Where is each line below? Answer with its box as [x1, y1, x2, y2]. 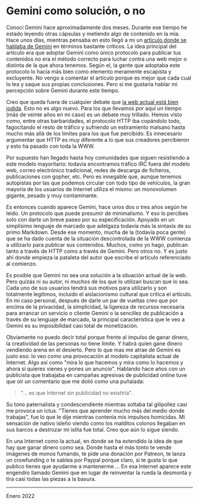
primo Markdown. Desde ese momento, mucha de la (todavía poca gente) [6, 229, 187, 236]
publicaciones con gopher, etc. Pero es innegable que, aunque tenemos [6, 173, 182, 180]
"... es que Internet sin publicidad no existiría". [20, 389, 133, 396]
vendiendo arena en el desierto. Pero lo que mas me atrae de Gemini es [6, 346, 181, 353]
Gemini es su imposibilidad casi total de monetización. [6, 322, 139, 329]
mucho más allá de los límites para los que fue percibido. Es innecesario [6, 129, 182, 137]
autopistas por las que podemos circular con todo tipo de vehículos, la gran [6, 179, 191, 186]
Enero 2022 [6, 492, 35, 499]
